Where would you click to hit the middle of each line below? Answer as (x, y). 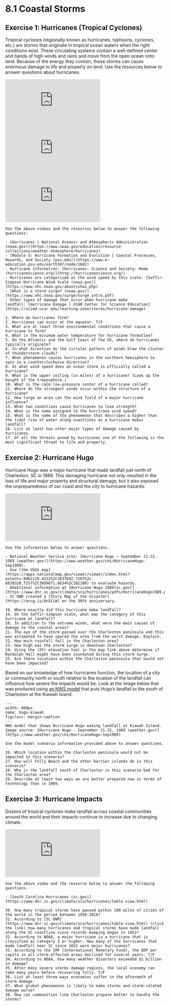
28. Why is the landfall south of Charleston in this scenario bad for (82, 770)
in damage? (17, 963)
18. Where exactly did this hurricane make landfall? (63, 610)
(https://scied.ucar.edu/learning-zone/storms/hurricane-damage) (75, 309)
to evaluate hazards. (114, 583)
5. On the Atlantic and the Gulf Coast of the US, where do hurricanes (82, 340)
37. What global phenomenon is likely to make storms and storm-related (83, 986)
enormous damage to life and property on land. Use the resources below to (84, 67)
